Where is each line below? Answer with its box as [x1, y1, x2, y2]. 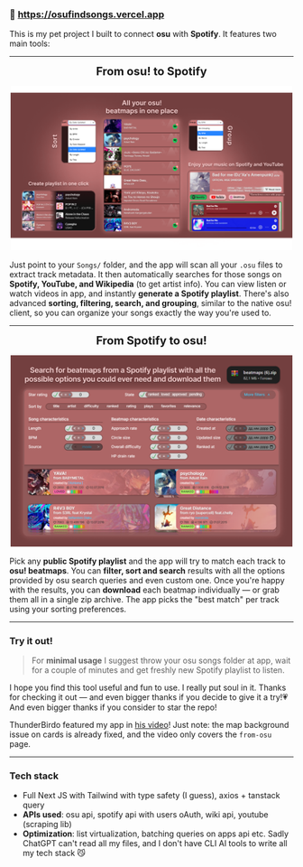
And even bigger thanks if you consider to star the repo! [9, 702, 217, 713]
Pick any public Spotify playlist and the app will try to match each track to [9, 555, 286, 566]
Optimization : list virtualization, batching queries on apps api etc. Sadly [22, 828, 289, 839]
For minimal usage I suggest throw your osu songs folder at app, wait [31, 655, 291, 666]
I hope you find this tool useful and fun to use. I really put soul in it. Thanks [9, 682, 287, 693]
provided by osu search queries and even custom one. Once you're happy [9, 574, 285, 585]
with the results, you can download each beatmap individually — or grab [9, 584, 280, 595]
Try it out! [9, 634, 53, 647]
